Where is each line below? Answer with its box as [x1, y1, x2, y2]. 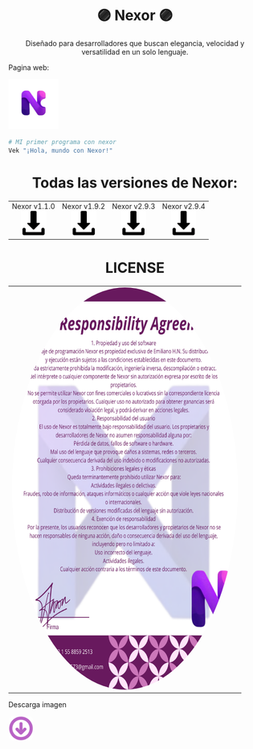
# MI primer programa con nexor [8, 138, 116, 146]
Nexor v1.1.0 [11, 202, 55, 212]
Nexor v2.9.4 [161, 202, 206, 212]
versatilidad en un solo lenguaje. [81, 47, 189, 56]
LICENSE [104, 259, 165, 278]
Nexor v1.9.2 [61, 202, 106, 212]
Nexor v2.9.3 [112, 202, 156, 212]
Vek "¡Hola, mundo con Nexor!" [8, 146, 113, 154]
